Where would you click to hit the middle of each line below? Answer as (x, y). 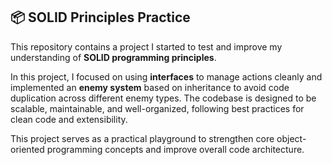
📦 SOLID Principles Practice (100, 17)
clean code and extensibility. (69, 119)
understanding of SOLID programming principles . (113, 57)
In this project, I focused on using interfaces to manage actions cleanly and (166, 76)
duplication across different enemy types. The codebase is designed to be (163, 98)
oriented (27, 149)
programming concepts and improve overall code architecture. (175, 149)
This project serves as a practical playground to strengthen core (142, 138)
